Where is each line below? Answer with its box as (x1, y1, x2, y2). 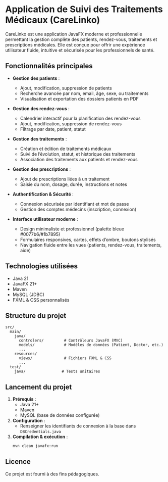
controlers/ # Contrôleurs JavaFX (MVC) (18, 338, 123, 343)
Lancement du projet (5, 382, 72, 391)
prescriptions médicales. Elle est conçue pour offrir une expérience (5, 41, 145, 47)
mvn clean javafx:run (12, 444, 58, 449)
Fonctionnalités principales (5, 62, 93, 70)
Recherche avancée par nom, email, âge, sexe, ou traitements (20, 90, 149, 97)
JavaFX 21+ (12, 280, 37, 286)
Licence (5, 457, 31, 466)
